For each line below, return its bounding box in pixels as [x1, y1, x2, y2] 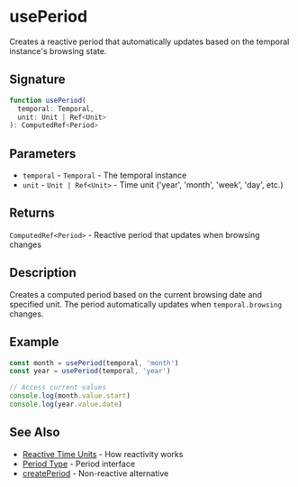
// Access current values [9, 383, 106, 392]
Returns [9, 206, 56, 221]
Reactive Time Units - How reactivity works [22, 448, 184, 459]
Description [9, 265, 77, 280]
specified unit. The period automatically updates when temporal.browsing [9, 299, 282, 309]
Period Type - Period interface [22, 458, 136, 469]
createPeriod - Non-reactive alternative [22, 467, 169, 479]
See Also [9, 425, 60, 440]
